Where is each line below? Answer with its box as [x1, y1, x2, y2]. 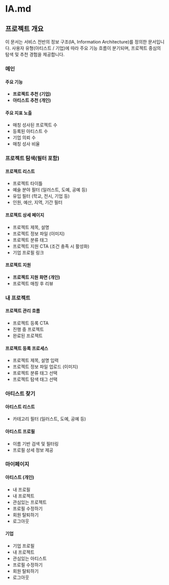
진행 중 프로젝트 [12, 326, 44, 332]
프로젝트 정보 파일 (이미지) [12, 231, 65, 237]
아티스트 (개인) [5, 474, 34, 480]
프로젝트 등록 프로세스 [5, 345, 49, 351]
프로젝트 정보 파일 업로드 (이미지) [12, 364, 78, 370]
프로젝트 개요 [5, 24, 44, 33]
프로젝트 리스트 [5, 168, 35, 174]
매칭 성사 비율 [12, 141, 40, 147]
